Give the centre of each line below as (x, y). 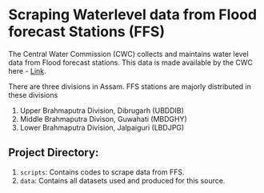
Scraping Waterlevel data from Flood (133, 15)
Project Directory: (54, 153)
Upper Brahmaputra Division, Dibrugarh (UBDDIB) (102, 111)
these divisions (33, 94)
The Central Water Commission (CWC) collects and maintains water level (129, 54)
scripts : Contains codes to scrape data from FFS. (102, 172)
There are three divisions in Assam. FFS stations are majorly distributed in (130, 86)
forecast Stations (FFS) (87, 32)
